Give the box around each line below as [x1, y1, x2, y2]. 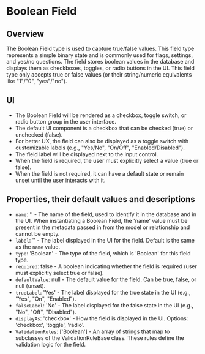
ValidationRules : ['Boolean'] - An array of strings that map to [15, 328, 170, 335]
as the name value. [15, 243, 61, 250]
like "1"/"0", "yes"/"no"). [6, 78, 67, 85]
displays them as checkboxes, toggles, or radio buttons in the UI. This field [6, 64, 195, 72]
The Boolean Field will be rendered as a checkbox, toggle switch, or [15, 111, 187, 119]
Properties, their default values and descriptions [6, 194, 195, 205]
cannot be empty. [15, 230, 60, 237]
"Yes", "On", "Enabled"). [15, 295, 76, 303]
